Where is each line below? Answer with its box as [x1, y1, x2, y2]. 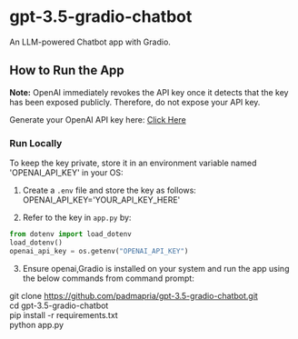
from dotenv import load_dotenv [9, 230, 132, 239]
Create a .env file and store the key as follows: [22, 184, 197, 196]
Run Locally [9, 136, 63, 149]
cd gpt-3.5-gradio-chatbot [9, 300, 109, 311]
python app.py [9, 319, 65, 330]
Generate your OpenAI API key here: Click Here [9, 114, 186, 125]
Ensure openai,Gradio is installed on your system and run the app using [22, 263, 290, 274]
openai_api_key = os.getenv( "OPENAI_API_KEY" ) [9, 246, 189, 255]
